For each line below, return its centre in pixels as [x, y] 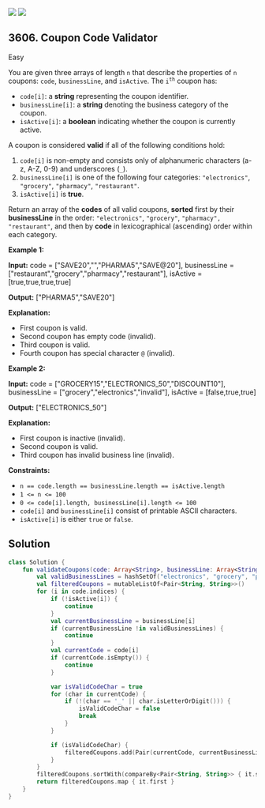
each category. [33, 234]
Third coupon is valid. [55, 345]
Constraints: [29, 470]
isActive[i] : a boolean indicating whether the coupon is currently [127, 121]
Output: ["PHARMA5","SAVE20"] [62, 297]
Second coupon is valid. [59, 446]
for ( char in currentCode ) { [98, 694]
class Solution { [37, 562]
